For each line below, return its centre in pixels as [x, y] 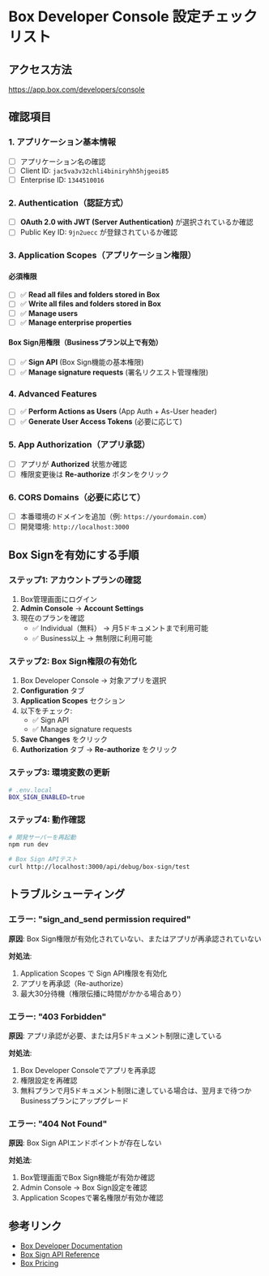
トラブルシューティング [67, 894]
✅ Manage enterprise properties [76, 322]
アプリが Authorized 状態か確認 [73, 464]
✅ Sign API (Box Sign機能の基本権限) [82, 361]
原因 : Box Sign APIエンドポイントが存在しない [85, 1143]
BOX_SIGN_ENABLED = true [47, 798]
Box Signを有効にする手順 [74, 554]
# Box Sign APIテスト [43, 859]
